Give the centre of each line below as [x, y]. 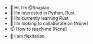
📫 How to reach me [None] [38, 29]
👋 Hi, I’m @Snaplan [29, 8]
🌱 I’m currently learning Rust [39, 18]
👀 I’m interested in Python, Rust [42, 13]
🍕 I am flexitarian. [28, 36]
